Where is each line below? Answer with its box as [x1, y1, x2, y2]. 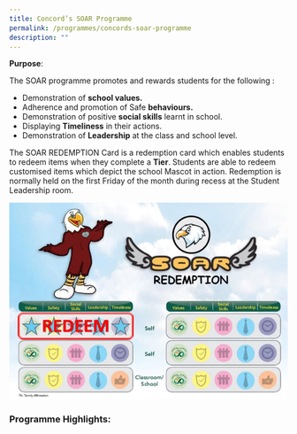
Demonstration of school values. [21, 93, 143, 104]
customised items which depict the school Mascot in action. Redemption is [9, 167, 281, 177]
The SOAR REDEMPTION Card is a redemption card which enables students [9, 147, 285, 159]
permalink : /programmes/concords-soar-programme [9, 23, 192, 33]
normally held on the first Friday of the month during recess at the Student [9, 175, 280, 186]
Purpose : [9, 58, 44, 69]
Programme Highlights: [9, 413, 111, 425]
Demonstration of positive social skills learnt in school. [21, 112, 223, 122]
